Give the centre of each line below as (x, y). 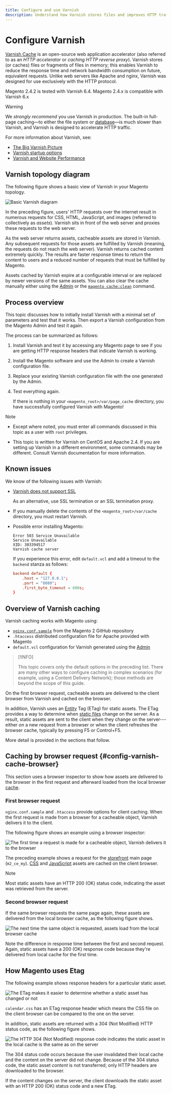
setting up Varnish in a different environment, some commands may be (87, 447)
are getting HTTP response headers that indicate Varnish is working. (85, 351)
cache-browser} (32, 764)
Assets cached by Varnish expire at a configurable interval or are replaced (84, 275)
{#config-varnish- (129, 756)
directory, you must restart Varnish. (50, 516)
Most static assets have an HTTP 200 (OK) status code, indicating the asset (85, 883)
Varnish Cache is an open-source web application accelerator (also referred (85, 54)
